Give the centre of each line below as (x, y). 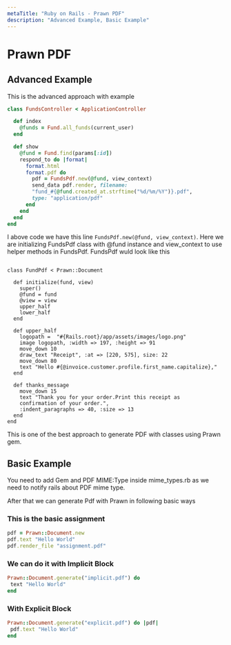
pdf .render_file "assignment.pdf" (57, 546)
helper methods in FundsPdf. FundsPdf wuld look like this (89, 252)
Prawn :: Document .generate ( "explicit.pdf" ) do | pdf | (83, 623)
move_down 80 (38, 361)
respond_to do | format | (54, 160)
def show (26, 147)
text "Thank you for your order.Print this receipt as (100, 398)
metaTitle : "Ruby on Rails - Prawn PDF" (66, 13)
